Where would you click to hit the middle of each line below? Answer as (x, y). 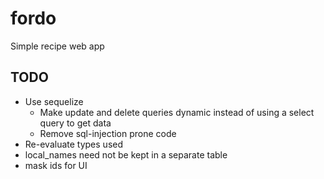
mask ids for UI (56, 165)
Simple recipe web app (57, 46)
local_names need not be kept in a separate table (126, 154)
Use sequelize (54, 101)
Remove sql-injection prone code (108, 133)
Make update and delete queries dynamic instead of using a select (177, 112)
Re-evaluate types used (74, 144)
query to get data (75, 123)
